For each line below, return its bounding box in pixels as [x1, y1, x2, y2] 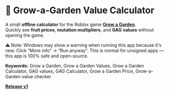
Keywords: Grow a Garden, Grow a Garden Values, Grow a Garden [5, 62, 144, 69]
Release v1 [5, 83, 28, 89]
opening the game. [5, 32, 45, 38]
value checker [22, 73, 52, 79]
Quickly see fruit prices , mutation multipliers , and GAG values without [5, 26, 154, 33]
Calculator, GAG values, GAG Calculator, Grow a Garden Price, [5, 68, 135, 74]
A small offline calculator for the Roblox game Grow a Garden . [5, 21, 137, 27]
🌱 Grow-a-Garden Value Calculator [5, 5, 154, 16]
